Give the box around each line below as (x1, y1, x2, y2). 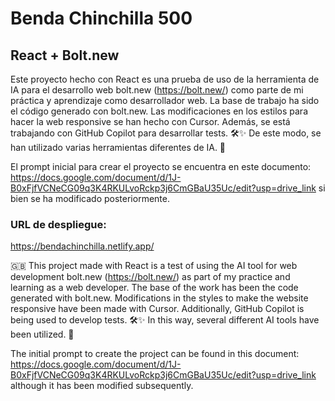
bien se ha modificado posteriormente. (10, 193, 170, 204)
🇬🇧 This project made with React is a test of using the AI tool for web (10, 260, 298, 272)
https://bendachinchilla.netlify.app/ (10, 240, 155, 252)
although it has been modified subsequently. (10, 380, 194, 392)
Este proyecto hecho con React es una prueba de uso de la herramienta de (10, 73, 320, 85)
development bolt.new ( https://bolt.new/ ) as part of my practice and (10, 271, 291, 283)
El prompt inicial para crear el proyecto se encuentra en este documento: (10, 161, 312, 172)
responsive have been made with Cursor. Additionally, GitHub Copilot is (10, 303, 305, 315)
